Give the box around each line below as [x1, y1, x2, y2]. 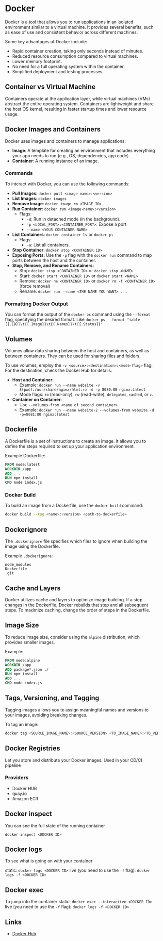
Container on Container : [12, 396, 62, 402]
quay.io [12, 791, 27, 796]
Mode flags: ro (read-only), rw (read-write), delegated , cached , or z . [19, 391, 153, 397]
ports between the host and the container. [12, 257, 96, 263]
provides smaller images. [5, 639, 55, 645]
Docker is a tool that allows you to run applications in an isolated [5, 19, 133, 25]
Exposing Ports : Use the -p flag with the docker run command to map [12, 252, 152, 258]
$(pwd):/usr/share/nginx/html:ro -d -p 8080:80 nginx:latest [19, 387, 146, 392]
